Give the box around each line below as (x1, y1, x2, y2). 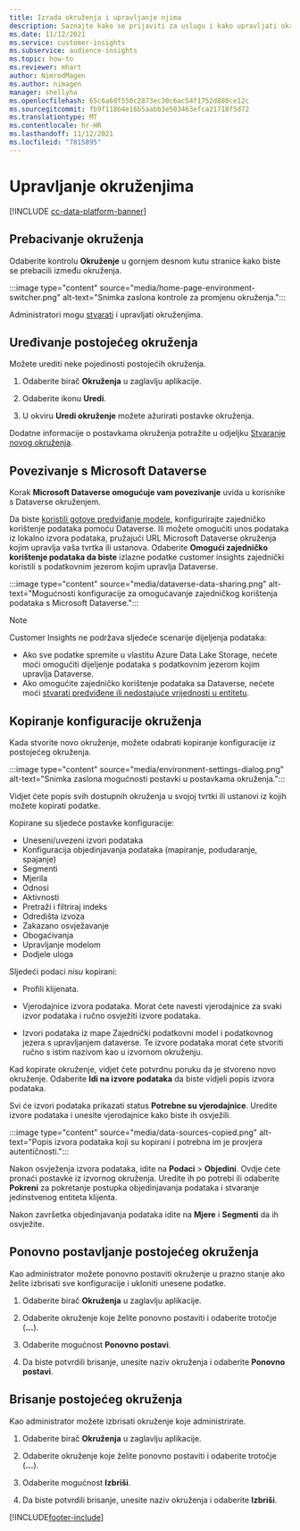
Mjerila (21, 872, 48, 883)
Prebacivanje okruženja (9, 231, 145, 247)
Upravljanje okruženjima (9, 176, 195, 197)
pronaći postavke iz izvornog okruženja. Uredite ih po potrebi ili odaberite (9, 1173, 279, 1183)
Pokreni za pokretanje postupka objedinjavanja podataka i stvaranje (9, 1182, 260, 1193)
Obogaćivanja (21, 930, 74, 940)
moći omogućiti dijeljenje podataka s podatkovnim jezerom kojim (21, 659, 261, 670)
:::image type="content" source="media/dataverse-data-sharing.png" (9, 578, 267, 590)
